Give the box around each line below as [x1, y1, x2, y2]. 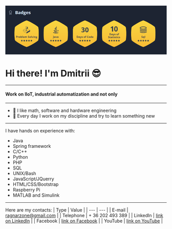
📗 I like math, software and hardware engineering [12, 107, 117, 113]
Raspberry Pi [12, 187, 40, 193]
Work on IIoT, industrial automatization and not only [5, 91, 118, 98]
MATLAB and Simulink [12, 192, 60, 198]
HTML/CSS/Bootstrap [12, 181, 59, 187]
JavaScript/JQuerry [12, 176, 55, 182]
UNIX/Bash [12, 170, 36, 177]
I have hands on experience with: [5, 128, 75, 134]
